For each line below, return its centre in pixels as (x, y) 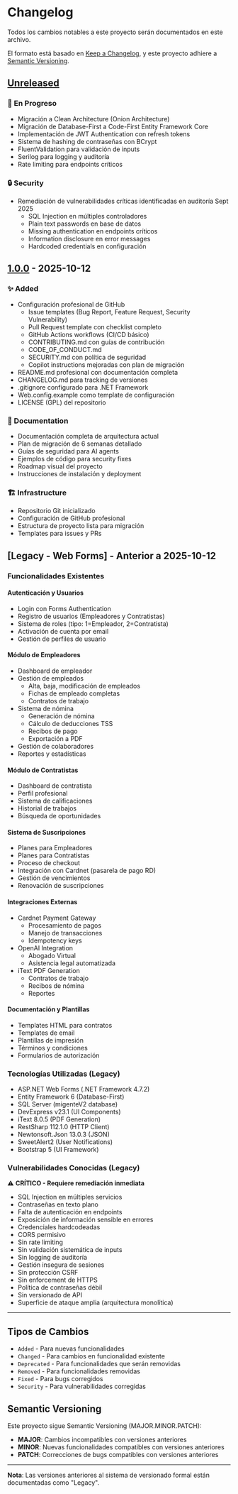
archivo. (19, 39)
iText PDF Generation (49, 970)
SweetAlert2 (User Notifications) (65, 1142)
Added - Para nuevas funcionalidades (71, 1349)
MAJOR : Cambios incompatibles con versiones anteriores (102, 1439)
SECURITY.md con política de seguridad (87, 357)
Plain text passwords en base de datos (85, 224)
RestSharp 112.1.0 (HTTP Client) (63, 1127)
